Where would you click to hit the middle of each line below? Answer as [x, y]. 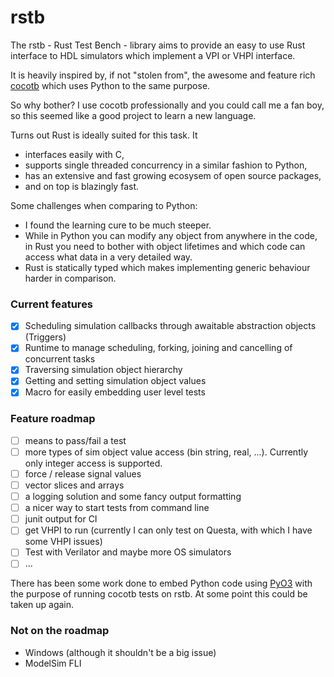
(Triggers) [45, 337]
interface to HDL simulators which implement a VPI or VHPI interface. [153, 55]
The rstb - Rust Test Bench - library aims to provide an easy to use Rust [158, 45]
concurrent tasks [60, 359]
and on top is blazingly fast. [82, 186]
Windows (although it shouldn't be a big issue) [120, 652]
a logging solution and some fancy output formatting [133, 497]
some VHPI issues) [63, 542]
